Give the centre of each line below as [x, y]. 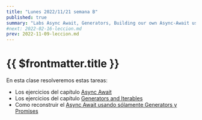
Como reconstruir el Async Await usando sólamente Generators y [96, 105]
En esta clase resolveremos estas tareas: [57, 80]
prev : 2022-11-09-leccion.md [43, 34]
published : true [26, 17]
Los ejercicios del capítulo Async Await [63, 92]
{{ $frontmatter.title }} [63, 64]
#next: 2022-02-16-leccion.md [44, 28]
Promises [26, 111]
